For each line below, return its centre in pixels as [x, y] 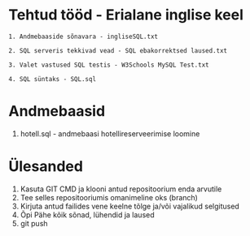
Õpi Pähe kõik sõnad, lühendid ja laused [87, 215]
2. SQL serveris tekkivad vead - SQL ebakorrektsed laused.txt [118, 50]
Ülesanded [46, 167]
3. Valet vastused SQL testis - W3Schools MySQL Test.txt [109, 65]
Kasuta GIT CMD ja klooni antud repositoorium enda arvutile [121, 189]
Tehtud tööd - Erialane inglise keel [126, 15]
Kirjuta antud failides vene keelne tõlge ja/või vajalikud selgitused [130, 206]
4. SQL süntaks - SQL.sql [52, 79]
